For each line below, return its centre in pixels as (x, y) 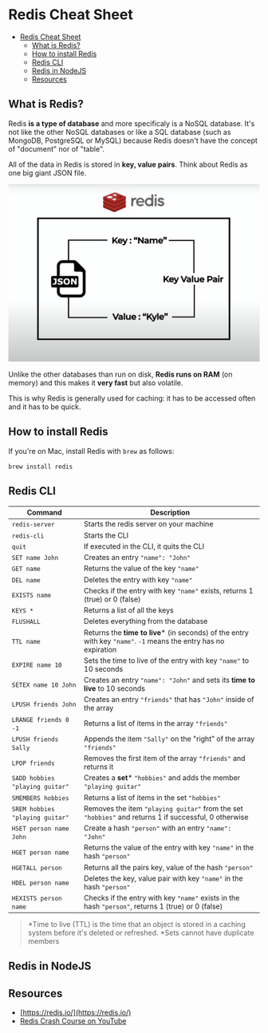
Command (44, 513)
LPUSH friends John (44, 704)
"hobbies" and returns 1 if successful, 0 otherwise (166, 817)
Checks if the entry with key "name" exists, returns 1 (168, 590)
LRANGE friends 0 (40, 720)
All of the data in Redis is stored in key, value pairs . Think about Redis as (128, 164)
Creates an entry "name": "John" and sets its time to (169, 680)
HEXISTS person (37, 899)
